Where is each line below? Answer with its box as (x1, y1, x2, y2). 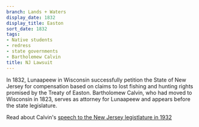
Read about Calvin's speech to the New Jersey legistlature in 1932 (6, 113, 172, 121)
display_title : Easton (6, 20, 64, 26)
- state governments (6, 48, 59, 54)
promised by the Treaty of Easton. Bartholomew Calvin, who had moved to (6, 89, 192, 96)
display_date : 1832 (6, 15, 56, 21)
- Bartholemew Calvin (6, 54, 61, 60)
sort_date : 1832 (6, 25, 47, 32)
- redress (6, 43, 32, 49)
